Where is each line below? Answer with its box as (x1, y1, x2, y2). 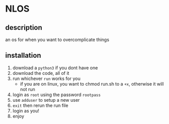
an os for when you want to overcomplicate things (5, 36, 109, 43)
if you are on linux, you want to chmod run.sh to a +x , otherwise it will (20, 80, 164, 87)
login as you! (12, 107, 39, 114)
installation (5, 51, 41, 60)
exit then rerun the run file (12, 102, 69, 108)
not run (20, 86, 35, 92)
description (5, 23, 42, 32)
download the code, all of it (12, 70, 70, 76)
